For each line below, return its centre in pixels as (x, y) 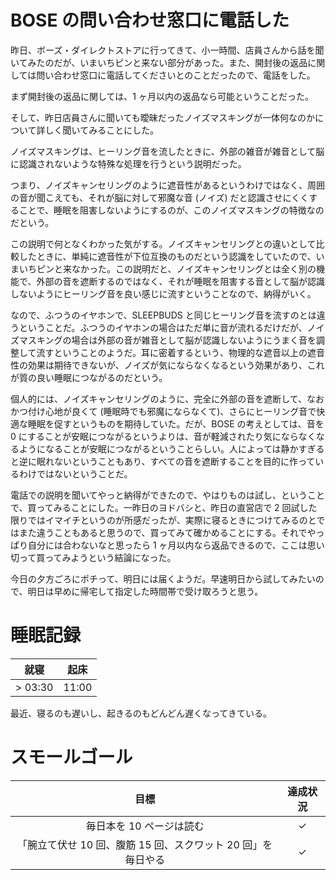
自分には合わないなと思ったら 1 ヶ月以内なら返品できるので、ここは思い (176, 545)
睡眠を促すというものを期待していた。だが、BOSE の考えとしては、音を (176, 423)
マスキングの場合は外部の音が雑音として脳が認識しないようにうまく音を (167, 340)
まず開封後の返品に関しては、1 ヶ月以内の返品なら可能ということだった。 (162, 96)
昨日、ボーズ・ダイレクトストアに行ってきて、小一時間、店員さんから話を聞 (167, 50)
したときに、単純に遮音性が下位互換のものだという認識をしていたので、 (167, 256)
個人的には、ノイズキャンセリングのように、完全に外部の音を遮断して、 (159, 398)
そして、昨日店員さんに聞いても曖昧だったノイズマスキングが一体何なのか (162, 117)
